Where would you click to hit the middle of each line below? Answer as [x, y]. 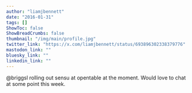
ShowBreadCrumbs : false [35, 34]
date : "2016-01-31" [30, 17]
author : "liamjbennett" [35, 11]
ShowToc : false [25, 28]
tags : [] [17, 22]
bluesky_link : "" [27, 55]
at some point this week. [36, 84]
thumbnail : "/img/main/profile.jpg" [51, 39]
